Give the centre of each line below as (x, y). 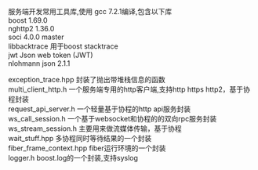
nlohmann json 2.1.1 (39, 63)
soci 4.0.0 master (36, 37)
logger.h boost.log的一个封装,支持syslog (73, 158)
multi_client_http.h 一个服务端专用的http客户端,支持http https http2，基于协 (129, 89)
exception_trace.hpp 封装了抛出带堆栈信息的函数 (87, 80)
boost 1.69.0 (28, 20)
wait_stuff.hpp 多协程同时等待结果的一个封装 (80, 138)
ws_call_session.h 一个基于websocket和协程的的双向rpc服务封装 (113, 119)
